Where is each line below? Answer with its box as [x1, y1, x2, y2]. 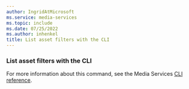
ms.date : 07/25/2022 [6, 25, 59, 32]
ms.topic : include [6, 20, 53, 26]
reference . [6, 76, 32, 84]
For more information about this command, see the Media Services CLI [6, 70, 183, 78]
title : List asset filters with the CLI [6, 37, 110, 43]
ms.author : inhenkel [6, 31, 59, 37]
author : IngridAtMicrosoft [6, 8, 75, 15]
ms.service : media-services [6, 14, 78, 20]
